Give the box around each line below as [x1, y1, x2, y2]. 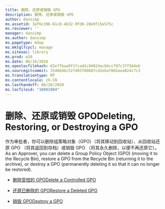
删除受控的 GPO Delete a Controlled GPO [12, 177, 97, 183]
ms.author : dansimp [5, 36, 46, 41]
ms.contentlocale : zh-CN [5, 78, 57, 83]
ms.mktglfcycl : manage [5, 45, 53, 50]
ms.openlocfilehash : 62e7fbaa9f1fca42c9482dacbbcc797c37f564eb [5, 63, 141, 68]
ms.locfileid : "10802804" [5, 87, 59, 92]
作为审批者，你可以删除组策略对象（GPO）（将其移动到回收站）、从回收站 [5, 138, 156, 145]
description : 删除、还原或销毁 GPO [5, 12, 74, 17]
